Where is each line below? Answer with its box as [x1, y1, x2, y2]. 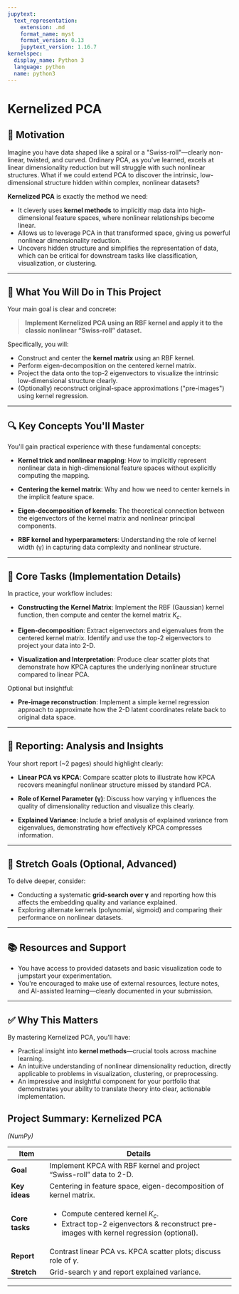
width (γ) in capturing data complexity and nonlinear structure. [17, 543, 201, 552]
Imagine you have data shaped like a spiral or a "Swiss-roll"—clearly [7, 147, 208, 157]
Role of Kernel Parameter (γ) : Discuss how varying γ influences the [17, 794, 217, 803]
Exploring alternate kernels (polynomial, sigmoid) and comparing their [17, 906, 223, 914]
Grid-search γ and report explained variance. [49, 1267, 201, 1277]
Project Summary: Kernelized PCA [7, 1112, 162, 1125]
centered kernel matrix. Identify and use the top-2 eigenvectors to [17, 633, 211, 642]
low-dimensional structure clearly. [17, 377, 118, 385]
